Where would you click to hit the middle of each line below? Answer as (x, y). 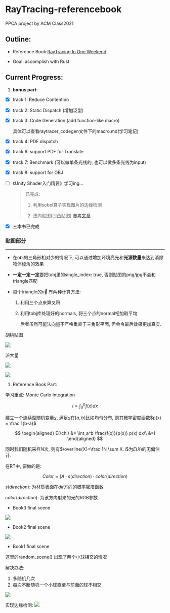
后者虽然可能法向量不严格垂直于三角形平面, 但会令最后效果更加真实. (91, 324)
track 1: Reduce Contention (41, 99)
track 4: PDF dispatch (35, 141)
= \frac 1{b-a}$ (21, 423)
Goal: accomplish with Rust (41, 61)
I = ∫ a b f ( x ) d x (85, 406)
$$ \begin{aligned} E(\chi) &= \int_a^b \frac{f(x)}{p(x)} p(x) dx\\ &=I (85, 433)
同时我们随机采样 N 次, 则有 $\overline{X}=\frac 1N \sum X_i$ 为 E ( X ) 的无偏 (80, 449)
